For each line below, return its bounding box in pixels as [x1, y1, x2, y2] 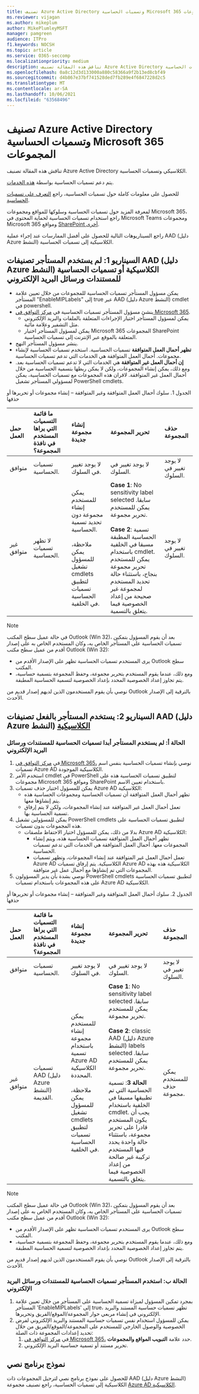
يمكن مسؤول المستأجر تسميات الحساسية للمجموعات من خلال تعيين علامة [15, 290, 179, 297]
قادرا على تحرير [108, 1123, 148, 1132]
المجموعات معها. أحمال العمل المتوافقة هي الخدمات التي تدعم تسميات [32, 841, 188, 848]
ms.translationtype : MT [6, 81, 66, 86]
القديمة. [33, 1094, 53, 1102]
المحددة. [70, 1071, 92, 1079]
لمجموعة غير [110, 585, 143, 593]
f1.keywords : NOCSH [6, 42, 55, 48]
